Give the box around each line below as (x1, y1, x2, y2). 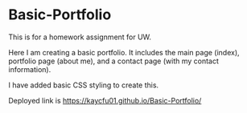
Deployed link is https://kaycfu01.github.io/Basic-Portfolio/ (8, 95, 202, 105)
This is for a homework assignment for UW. (8, 32, 151, 42)
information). (8, 64, 51, 74)
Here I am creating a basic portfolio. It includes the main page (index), (8, 47, 240, 57)
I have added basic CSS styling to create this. (8, 80, 159, 90)
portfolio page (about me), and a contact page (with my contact (8, 56, 220, 66)
